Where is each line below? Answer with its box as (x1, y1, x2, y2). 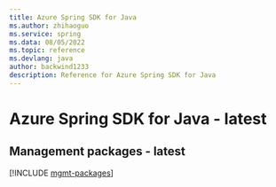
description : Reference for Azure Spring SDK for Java (9, 71, 217, 80)
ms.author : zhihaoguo (9, 21, 90, 30)
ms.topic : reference (9, 46, 86, 55)
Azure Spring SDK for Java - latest (9, 108, 268, 129)
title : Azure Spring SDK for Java (9, 12, 138, 22)
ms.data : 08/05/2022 (9, 37, 86, 47)
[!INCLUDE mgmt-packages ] (9, 168, 114, 178)
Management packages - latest (9, 144, 186, 160)
